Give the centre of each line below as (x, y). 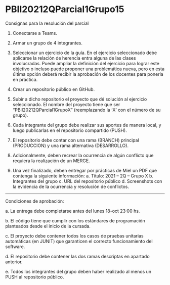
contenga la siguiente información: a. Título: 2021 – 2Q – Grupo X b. (83, 176)
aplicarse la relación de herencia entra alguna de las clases (74, 58)
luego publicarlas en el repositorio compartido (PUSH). (70, 130)
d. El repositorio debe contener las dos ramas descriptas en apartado (78, 256)
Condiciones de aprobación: (35, 201)
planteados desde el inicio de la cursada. (48, 226)
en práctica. (25, 79)
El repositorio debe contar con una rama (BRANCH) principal (76, 140)
